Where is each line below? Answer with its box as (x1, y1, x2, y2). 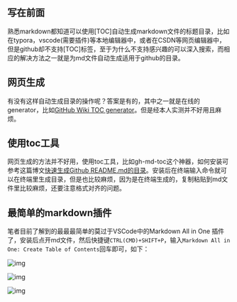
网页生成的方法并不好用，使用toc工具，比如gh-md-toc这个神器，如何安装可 (7, 157, 229, 166)
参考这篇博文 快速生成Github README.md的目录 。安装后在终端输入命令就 (7, 166, 221, 175)
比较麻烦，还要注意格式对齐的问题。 (19, 184, 126, 193)
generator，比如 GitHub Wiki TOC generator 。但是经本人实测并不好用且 (7, 105, 216, 114)
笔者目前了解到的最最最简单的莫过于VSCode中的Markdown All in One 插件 (7, 227, 225, 236)
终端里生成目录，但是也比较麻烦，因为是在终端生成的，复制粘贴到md (19, 175, 222, 183)
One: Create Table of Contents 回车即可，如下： (7, 244, 150, 254)
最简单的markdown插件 (7, 207, 112, 219)
